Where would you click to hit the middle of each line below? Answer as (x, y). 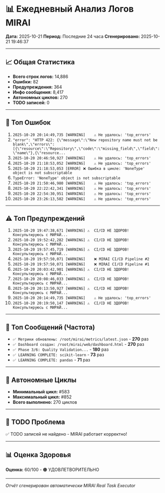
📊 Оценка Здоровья (38, 455)
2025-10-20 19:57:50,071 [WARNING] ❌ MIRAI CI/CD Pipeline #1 (81, 264)
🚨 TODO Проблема (35, 422)
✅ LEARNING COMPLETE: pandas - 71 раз (51, 360)
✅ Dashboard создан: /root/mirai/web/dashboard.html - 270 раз (78, 344)
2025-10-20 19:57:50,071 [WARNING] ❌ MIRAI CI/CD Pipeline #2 (81, 259)
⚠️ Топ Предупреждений (45, 218)
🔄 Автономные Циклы (41, 380)
